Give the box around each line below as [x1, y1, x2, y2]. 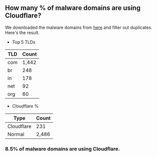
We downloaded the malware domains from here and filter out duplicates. [5, 24, 153, 30]
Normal [7, 131, 24, 137]
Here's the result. [5, 29, 40, 36]
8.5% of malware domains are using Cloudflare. [5, 145, 120, 152]
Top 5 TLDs [12, 39, 35, 45]
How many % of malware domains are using [5, 4, 141, 12]
